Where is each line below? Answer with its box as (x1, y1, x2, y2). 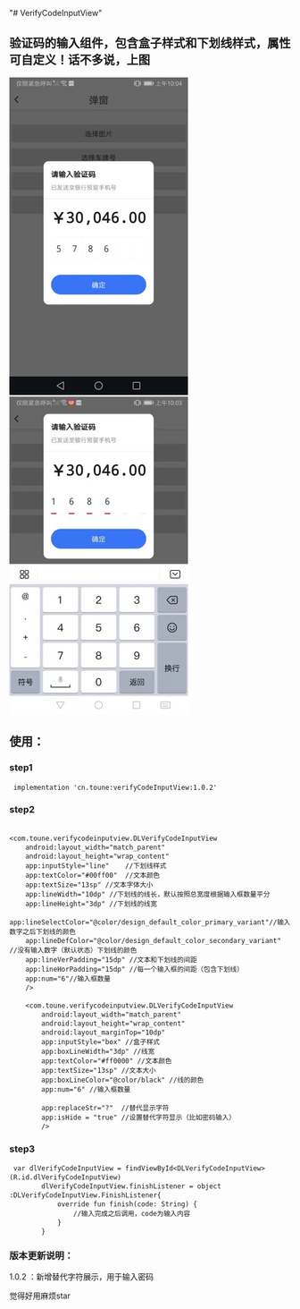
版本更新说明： (9, 1250, 74, 1262)
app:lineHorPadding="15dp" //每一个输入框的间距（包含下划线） (25, 965, 244, 973)
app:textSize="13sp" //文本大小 (41, 1066, 156, 1075)
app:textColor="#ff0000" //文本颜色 (41, 1056, 172, 1066)
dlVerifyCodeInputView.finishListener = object (41, 1182, 221, 1191)
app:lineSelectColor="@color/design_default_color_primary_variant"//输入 (9, 917, 291, 927)
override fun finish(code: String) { (56, 1200, 198, 1209)
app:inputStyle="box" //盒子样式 (41, 1037, 161, 1046)
